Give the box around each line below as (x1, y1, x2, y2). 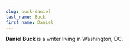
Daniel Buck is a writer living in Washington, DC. (5, 36, 124, 43)
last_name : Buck (5, 14, 46, 20)
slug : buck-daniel (5, 8, 51, 15)
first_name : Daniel (5, 19, 54, 25)
